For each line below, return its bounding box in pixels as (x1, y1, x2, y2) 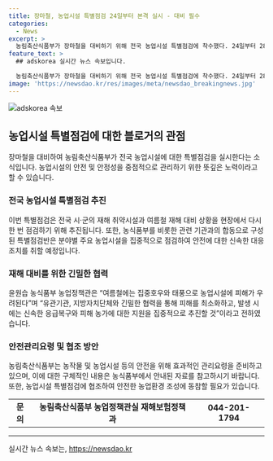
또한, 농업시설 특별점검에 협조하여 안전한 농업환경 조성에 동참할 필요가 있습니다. (8, 381, 260, 391)
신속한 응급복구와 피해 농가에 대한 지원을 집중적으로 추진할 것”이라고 (23, 309, 240, 318)
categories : (8, 20, 49, 28)
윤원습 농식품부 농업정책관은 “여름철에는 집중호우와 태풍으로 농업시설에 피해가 (8, 288, 255, 298)
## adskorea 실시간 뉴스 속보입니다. (15, 58, 127, 66)
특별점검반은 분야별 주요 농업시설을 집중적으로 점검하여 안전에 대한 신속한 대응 (16, 235, 265, 245)
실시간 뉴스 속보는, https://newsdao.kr (8, 444, 132, 454)
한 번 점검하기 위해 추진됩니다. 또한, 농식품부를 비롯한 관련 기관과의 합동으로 (8, 225, 249, 235)
